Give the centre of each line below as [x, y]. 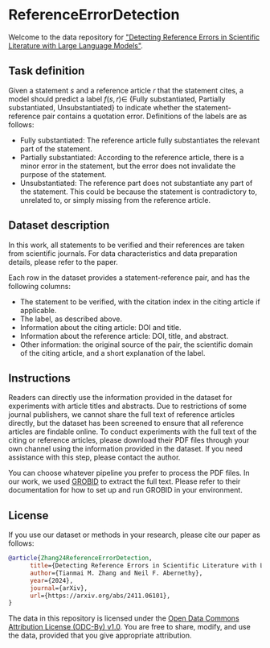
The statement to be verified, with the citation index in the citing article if [140, 301]
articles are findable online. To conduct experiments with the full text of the [133, 431]
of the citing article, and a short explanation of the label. [112, 353]
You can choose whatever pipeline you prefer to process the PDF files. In [129, 473]
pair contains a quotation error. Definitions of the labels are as [145, 116]
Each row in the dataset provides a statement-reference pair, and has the [129, 277]
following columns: [39, 286]
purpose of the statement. [63, 174]
